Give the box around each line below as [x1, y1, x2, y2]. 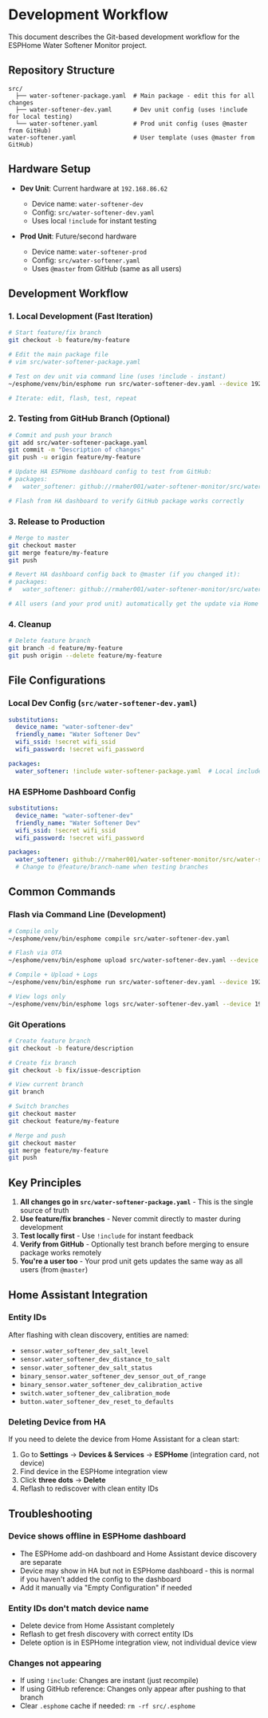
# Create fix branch [8, 1058, 77, 1066]
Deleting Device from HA [8, 1416, 106, 1427]
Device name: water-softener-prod [31, 246, 148, 256]
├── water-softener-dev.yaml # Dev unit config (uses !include [15, 105, 248, 113]
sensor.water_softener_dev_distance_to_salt [19, 1355, 171, 1363]
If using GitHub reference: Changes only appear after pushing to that [19, 1685, 246, 1694]
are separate [19, 1557, 62, 1566]
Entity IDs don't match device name [8, 1602, 149, 1614]
